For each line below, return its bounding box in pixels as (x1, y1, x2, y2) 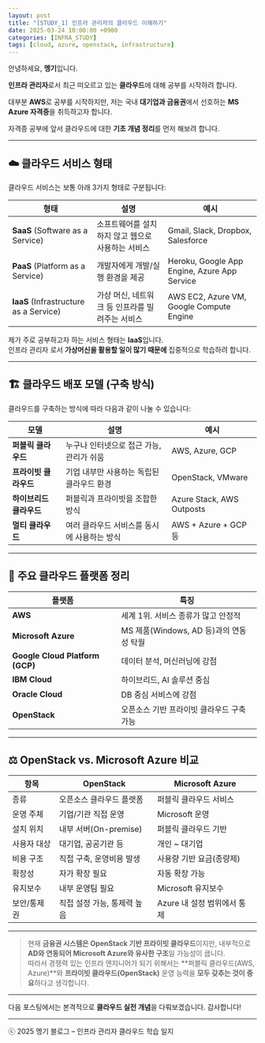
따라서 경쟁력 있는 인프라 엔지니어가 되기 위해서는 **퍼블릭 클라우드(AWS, (27, 958, 255, 968)
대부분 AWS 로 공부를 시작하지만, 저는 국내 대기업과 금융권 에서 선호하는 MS (8, 97, 239, 107)
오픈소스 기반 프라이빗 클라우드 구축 (121, 704, 246, 715)
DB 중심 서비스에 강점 (121, 689, 197, 700)
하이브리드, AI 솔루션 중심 (121, 674, 211, 685)
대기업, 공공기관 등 (58, 838, 124, 849)
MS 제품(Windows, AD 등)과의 (121, 625, 230, 636)
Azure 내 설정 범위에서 (157, 898, 237, 909)
